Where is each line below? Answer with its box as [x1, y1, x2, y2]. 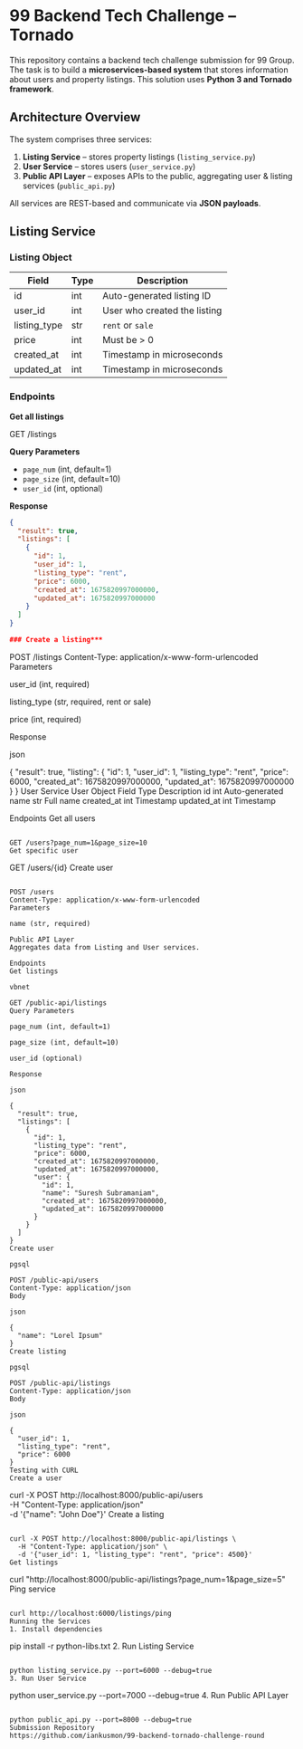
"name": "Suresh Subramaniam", [42, 1188, 160, 1198]
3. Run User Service [9, 1674, 88, 1683]
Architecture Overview [9, 110, 141, 125]
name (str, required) [9, 919, 91, 928]
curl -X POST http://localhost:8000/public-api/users [9, 1489, 204, 1500]
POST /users [9, 887, 54, 896]
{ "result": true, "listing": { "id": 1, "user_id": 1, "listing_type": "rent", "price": [9, 766, 289, 777]
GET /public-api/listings [9, 998, 107, 1008]
